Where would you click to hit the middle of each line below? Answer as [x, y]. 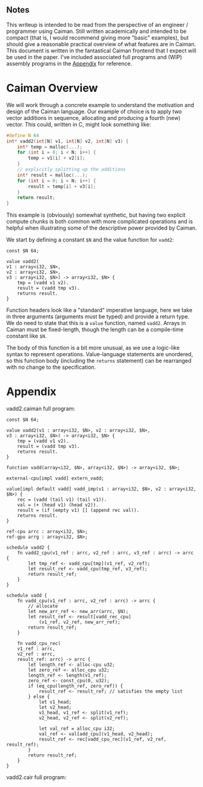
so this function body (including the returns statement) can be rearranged [99, 361]
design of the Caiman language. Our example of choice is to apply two [94, 111]
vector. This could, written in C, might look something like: [79, 124]
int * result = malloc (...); [52, 175]
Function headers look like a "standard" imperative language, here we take [99, 310]
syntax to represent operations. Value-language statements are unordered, [100, 354]
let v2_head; [55, 708]
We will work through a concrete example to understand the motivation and [100, 105]
